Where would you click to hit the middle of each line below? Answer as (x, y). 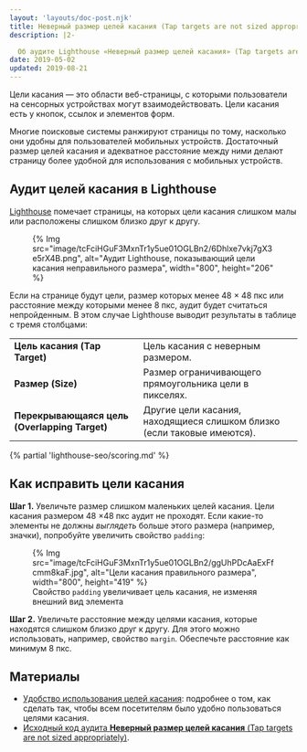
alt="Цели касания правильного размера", (174, 572)
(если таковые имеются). (199, 432)
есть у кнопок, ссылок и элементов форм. (92, 114)
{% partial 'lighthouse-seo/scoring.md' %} (90, 455)
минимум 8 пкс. (41, 648)
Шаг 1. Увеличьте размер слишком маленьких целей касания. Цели (142, 506)
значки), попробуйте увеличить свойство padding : (107, 535)
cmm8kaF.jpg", (61, 572)
